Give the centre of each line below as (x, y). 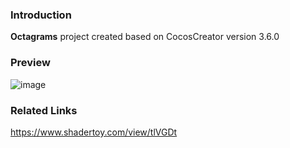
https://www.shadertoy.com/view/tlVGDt (94, 132)
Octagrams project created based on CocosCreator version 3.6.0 (145, 37)
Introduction (41, 15)
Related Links (44, 110)
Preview (30, 63)
